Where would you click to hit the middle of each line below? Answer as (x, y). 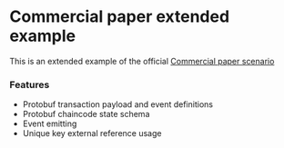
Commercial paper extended (120, 17)
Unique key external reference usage (92, 133)
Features (30, 84)
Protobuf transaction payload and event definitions (118, 104)
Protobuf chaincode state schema (86, 114)
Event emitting (50, 123)
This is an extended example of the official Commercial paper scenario (142, 61)
